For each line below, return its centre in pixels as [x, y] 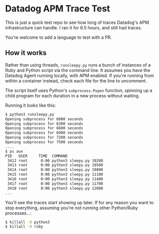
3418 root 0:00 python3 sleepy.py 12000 [55, 188]
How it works [26, 53]
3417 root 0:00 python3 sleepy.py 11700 [55, 184]
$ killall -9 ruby [24, 227]
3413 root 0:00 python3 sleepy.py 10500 [55, 165]
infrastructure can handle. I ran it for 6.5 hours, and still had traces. [74, 27]
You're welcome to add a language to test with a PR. [59, 37]
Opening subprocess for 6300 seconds [44, 124]
